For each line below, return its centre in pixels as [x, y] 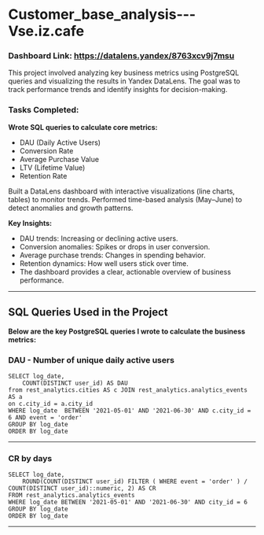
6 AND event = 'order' [45, 417]
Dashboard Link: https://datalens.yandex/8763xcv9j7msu [121, 56]
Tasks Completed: [44, 110]
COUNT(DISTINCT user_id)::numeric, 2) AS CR [82, 489]
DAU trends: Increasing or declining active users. [99, 238]
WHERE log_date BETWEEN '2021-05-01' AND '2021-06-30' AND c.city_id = [130, 411]
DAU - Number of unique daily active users [92, 360]
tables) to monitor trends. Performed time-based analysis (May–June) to [125, 199]
